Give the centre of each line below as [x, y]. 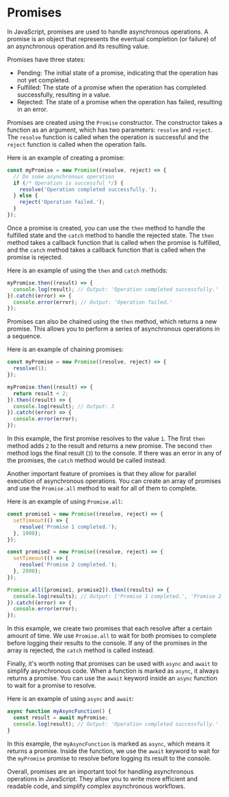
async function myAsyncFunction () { [59, 711]
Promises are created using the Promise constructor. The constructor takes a [115, 122]
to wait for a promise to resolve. [52, 686]
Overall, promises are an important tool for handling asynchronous [100, 771]
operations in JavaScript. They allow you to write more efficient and [103, 778]
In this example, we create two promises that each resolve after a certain [109, 628]
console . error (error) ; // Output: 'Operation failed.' [93, 302]
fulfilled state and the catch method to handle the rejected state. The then [110, 235]
